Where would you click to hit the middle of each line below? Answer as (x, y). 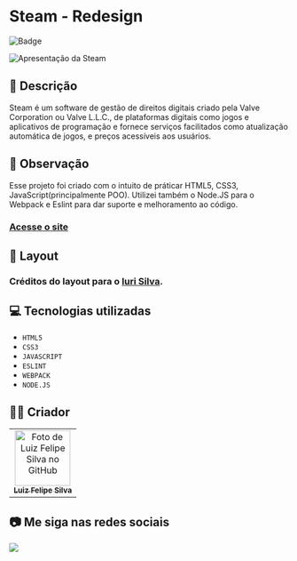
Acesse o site (39, 227)
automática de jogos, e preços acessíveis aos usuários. (110, 136)
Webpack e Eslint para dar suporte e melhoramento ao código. (124, 204)
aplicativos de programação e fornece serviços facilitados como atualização (148, 126)
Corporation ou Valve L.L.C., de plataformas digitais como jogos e (129, 116)
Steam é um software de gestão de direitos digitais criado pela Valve (134, 108)
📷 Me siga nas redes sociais (90, 522)
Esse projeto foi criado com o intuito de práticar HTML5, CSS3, (124, 185)
